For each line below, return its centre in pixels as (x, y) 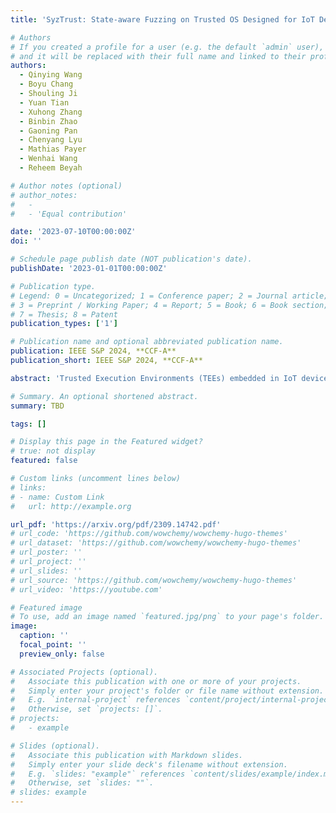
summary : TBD (37, 406)
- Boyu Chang (46, 84)
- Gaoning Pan (48, 131)
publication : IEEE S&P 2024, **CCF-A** (93, 351)
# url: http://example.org (71, 506)
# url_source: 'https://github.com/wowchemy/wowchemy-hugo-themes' (154, 580)
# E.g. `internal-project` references (96, 700)
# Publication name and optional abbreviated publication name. (147, 342)
